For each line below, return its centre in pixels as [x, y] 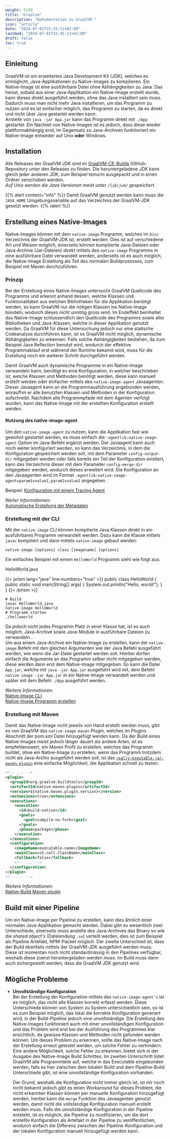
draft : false [19, 39]
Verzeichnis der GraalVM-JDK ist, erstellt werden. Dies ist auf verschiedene [84, 240]
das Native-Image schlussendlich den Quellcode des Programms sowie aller [85, 318]
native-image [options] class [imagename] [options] [62, 550]
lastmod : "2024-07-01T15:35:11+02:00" [46, 34]
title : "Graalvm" [24, 15]
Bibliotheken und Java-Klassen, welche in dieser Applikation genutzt [77, 323]
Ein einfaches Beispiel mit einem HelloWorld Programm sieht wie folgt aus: [83, 559]
